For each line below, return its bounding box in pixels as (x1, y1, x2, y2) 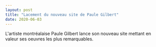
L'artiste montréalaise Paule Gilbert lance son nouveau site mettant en (5, 31, 151, 37)
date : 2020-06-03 (5, 17, 42, 22)
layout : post (5, 7, 33, 13)
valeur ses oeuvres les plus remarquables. (5, 36, 94, 42)
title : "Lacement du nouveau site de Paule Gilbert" (5, 12, 119, 17)
